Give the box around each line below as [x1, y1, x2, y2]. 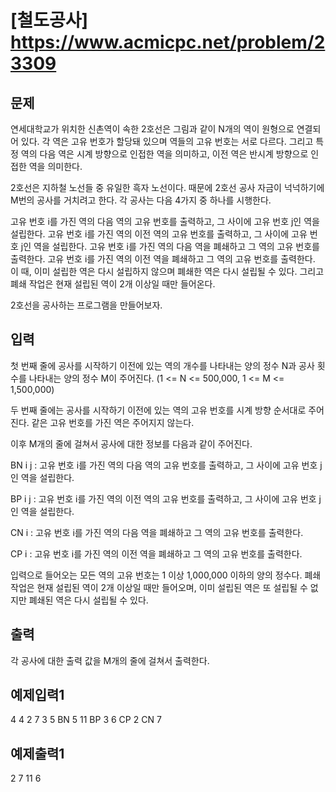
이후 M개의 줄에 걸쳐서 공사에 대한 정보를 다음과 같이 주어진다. [10, 437, 253, 450]
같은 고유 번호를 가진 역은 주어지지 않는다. [31, 416, 195, 428]
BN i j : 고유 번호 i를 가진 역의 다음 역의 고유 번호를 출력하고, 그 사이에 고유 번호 [10, 459, 318, 471]
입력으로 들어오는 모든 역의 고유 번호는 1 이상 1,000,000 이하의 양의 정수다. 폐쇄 [10, 569, 322, 581]
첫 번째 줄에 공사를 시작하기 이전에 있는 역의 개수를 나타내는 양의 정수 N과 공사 [10, 359, 315, 371]
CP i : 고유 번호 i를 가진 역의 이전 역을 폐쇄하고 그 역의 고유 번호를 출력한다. [10, 547, 303, 560]
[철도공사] [10, 9, 89, 32]
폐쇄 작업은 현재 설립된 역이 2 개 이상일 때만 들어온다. [10, 278, 216, 290]
